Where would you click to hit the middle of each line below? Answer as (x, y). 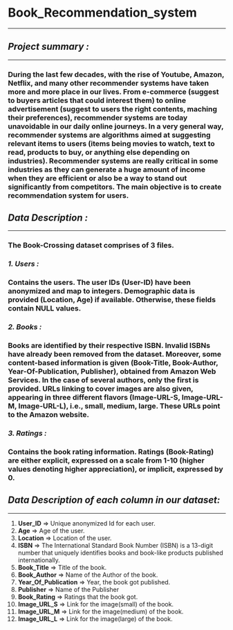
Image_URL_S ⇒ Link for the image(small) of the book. (96, 604)
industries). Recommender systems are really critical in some (113, 160)
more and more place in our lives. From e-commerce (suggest (114, 91)
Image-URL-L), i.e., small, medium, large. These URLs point (119, 406)
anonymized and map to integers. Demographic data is (102, 291)
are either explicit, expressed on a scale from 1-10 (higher (106, 460)
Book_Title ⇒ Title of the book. (62, 567)
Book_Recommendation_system (103, 13)
